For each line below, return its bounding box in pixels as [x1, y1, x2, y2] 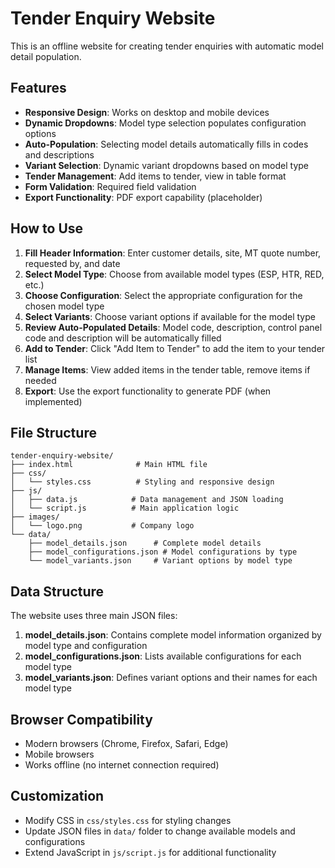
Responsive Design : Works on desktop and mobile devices [24, 106, 270, 118]
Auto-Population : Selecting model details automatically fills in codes [24, 138, 309, 150]
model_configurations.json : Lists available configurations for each [24, 650, 302, 662]
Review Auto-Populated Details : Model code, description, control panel [24, 321, 323, 333]
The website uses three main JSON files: [10, 610, 178, 622]
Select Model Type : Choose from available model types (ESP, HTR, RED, [24, 268, 325, 280]
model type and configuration [24, 640, 148, 652]
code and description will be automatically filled [24, 332, 222, 344]
